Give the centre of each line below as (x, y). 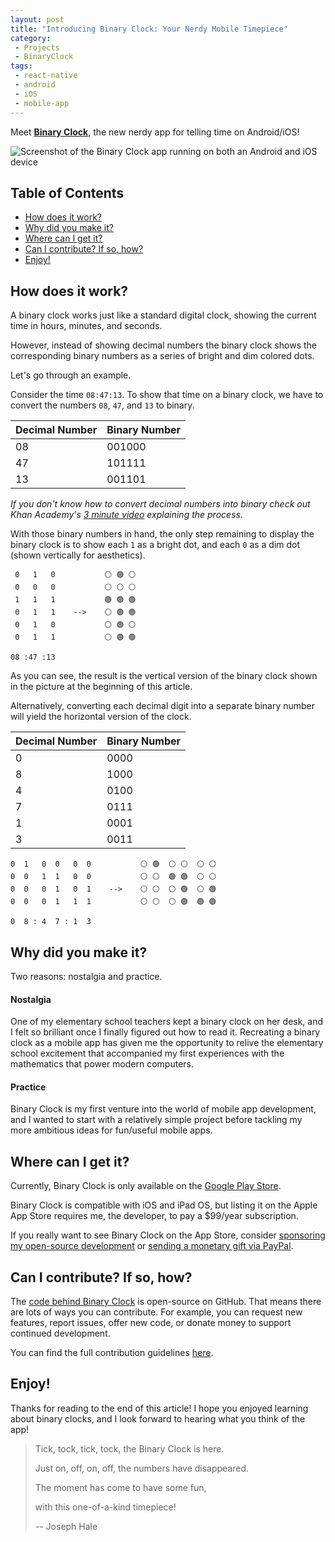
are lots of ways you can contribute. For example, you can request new (156, 1312)
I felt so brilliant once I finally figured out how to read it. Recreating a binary (165, 1032)
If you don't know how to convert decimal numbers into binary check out (160, 504)
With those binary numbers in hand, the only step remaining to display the (162, 534)
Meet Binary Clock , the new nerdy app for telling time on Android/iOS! (155, 132)
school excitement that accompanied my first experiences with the (147, 1053)
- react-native (46, 76)
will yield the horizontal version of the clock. (101, 717)
